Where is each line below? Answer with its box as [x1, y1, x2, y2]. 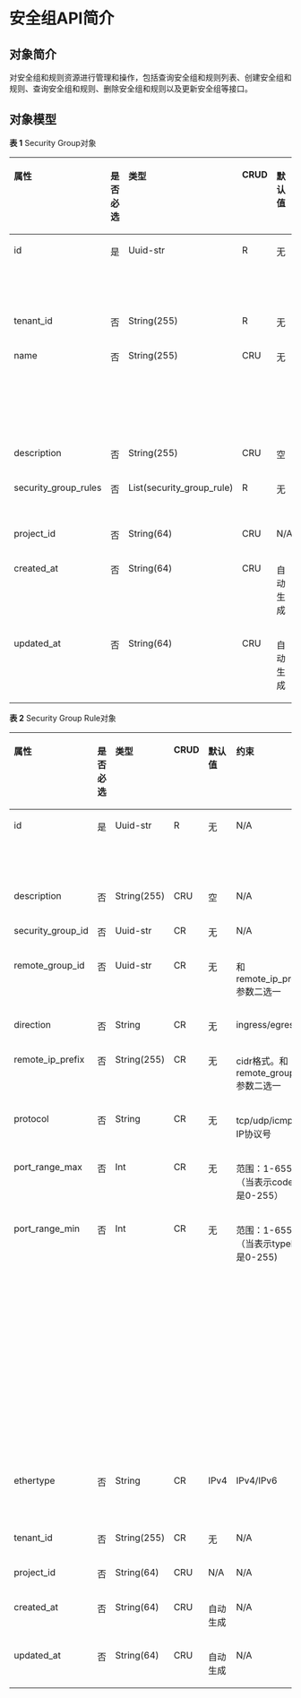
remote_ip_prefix [13, 1053, 85, 1065]
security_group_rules [13, 481, 102, 494]
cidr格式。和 [236, 1055, 288, 1067]
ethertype [13, 1474, 56, 1487]
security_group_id [13, 924, 89, 936]
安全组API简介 [9, 8, 115, 29]
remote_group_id [13, 959, 85, 971]
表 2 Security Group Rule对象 [9, 712, 116, 723]
